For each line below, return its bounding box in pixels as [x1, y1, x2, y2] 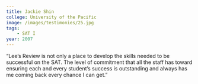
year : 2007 [6, 36, 33, 42]
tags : [6, 25, 20, 31]
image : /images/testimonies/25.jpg [6, 20, 94, 25]
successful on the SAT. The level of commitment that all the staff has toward [6, 59, 193, 66]
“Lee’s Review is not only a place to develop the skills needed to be [6, 53, 170, 59]
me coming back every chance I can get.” [6, 72, 108, 78]
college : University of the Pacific [6, 14, 97, 20]
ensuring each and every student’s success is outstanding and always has [6, 65, 188, 72]
